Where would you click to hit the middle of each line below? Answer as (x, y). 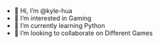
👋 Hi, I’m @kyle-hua (43, 11)
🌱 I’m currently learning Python (59, 25)
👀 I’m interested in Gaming (53, 18)
